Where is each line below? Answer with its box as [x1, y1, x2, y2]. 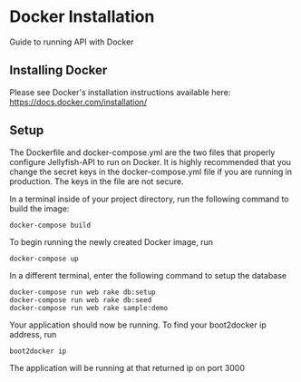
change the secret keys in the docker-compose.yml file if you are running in [9, 166, 293, 177]
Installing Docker [9, 63, 108, 78]
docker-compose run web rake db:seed [9, 295, 152, 305]
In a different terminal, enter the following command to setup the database [9, 269, 287, 280]
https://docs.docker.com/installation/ [9, 96, 148, 107]
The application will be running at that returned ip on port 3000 [9, 362, 246, 373]
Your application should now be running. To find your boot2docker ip [9, 319, 267, 330]
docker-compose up [9, 254, 79, 263]
